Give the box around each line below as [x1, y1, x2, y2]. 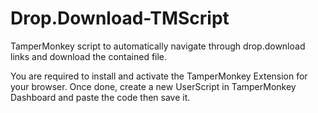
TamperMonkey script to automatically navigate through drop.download [10, 40, 306, 52]
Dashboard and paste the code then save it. [10, 91, 191, 103]
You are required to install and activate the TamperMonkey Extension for [10, 70, 308, 82]
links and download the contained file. [10, 50, 168, 62]
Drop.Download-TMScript [10, 7, 230, 30]
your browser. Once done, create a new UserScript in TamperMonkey [10, 80, 297, 92]
